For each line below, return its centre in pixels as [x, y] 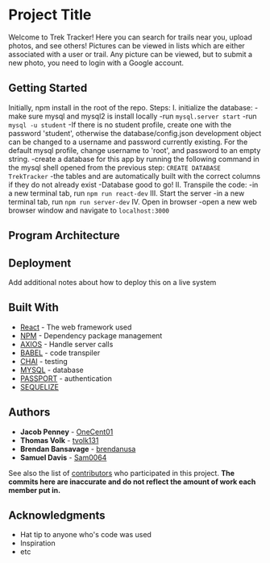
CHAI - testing [44, 361]
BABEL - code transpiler [60, 353]
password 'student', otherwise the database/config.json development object [135, 133]
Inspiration [37, 543]
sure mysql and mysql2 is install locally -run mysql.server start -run [142, 116]
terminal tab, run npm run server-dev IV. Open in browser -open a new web [133, 201]
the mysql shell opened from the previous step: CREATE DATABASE [115, 168]
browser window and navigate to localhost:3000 [89, 210]
